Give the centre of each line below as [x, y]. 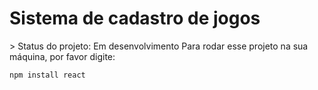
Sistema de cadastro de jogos [135, 18]
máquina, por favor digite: [62, 56]
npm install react [47, 75]
